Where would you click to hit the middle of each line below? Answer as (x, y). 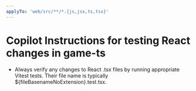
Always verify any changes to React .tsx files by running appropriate (97, 69)
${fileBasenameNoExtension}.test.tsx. (60, 82)
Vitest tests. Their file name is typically (61, 75)
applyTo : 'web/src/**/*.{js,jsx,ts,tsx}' (58, 11)
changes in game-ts (56, 53)
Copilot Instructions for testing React (98, 40)
